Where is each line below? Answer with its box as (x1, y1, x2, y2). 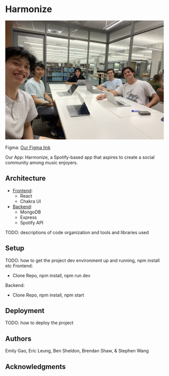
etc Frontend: (5, 263, 33, 269)
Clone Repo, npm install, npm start (12, 292, 84, 298)
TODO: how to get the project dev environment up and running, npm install (5, 257, 160, 263)
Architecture (5, 174, 46, 183)
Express (20, 214, 37, 220)
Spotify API (20, 219, 44, 225)
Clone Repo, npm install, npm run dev (12, 272, 91, 278)
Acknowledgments (5, 362, 66, 371)
